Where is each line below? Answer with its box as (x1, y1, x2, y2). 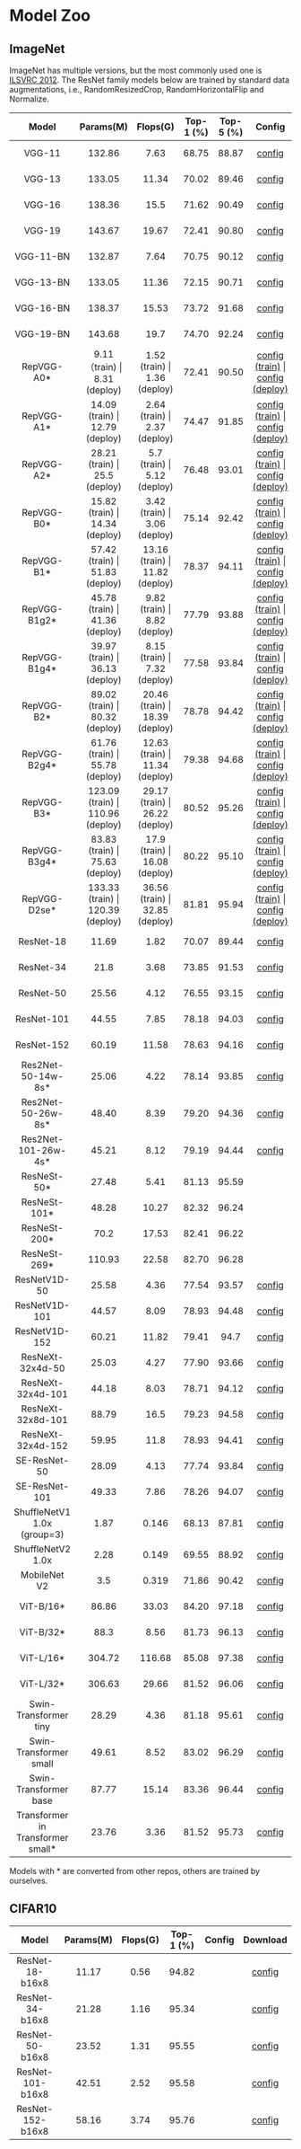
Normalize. (9, 93, 50, 104)
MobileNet (20, 1569, 64, 1581)
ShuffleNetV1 (13, 1506, 72, 1518)
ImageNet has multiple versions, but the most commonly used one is (9, 65, 262, 75)
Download (243, 1933, 288, 1946)
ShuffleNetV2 (13, 1543, 72, 1555)
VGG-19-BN (14, 328, 70, 340)
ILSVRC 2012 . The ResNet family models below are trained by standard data (9, 75, 289, 85)
